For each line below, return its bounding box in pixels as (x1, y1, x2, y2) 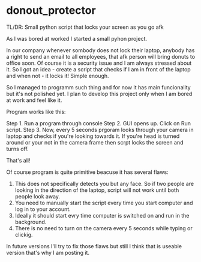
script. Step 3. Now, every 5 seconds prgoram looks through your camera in (6, 126, 194, 133)
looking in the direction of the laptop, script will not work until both (14, 186, 179, 194)
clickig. (14, 231, 33, 238)
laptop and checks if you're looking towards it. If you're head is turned (6, 132, 180, 140)
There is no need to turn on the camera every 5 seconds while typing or (14, 224, 193, 231)
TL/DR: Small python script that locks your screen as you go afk (6, 23, 164, 31)
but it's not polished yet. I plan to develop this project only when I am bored (6, 90, 193, 97)
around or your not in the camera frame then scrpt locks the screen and (6, 138, 184, 146)
